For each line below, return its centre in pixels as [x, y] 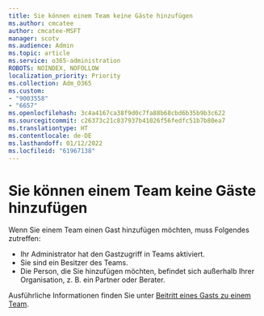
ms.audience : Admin [41, 46]
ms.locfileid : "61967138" [52, 151]
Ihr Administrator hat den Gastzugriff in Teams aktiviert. [113, 254]
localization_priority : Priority [65, 76]
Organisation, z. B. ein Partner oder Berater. [92, 280]
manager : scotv [34, 38]
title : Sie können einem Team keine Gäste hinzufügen [101, 16]
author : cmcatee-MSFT [45, 31]
